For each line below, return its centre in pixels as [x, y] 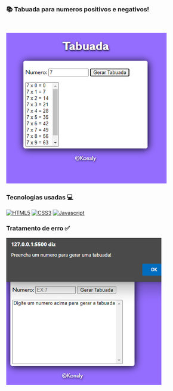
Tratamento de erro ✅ [38, 228]
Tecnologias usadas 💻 [40, 198]
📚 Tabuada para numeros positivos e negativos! [78, 9]
